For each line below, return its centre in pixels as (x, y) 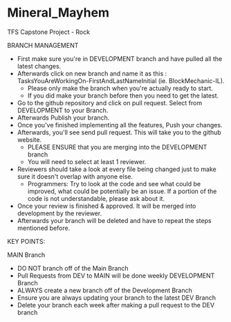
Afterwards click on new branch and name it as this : (92, 73)
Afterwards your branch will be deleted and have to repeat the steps (114, 220)
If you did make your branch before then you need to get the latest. (123, 96)
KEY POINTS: (26, 241)
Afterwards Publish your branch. (63, 117)
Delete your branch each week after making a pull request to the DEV (116, 305)
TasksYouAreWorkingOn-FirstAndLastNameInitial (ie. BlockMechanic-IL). (121, 80)
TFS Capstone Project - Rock (49, 32)
